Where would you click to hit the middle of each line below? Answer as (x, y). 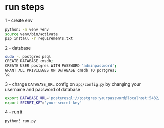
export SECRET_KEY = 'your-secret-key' (43, 103)
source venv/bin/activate (31, 34)
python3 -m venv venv (27, 29)
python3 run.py (20, 121)
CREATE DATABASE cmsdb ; (29, 61)
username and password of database (43, 89)
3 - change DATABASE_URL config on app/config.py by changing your (73, 84)
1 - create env (19, 20)
